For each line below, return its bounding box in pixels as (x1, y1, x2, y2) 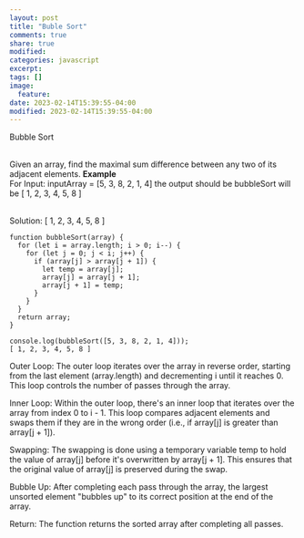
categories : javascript (9, 56, 100, 65)
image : (9, 81, 35, 90)
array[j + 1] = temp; (42, 281, 125, 290)
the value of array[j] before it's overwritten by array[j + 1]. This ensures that (9, 454, 293, 465)
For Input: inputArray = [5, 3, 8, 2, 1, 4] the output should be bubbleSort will (9, 179, 291, 190)
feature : (17, 89, 51, 98)
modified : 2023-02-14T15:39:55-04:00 (9, 107, 153, 116)
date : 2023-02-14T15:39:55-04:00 (9, 98, 137, 108)
